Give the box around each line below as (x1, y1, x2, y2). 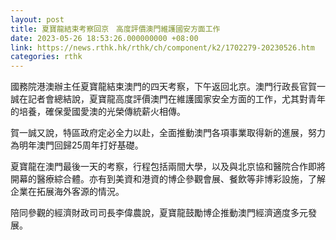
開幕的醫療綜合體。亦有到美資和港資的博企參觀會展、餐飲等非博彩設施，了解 (10, 173, 326, 185)
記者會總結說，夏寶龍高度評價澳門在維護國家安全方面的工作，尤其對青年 (27, 93, 326, 105)
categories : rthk (10, 52, 83, 62)
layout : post (10, 14, 65, 25)
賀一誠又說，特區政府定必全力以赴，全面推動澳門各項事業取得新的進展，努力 (10, 127, 326, 139)
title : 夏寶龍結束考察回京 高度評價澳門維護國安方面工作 (10, 24, 221, 34)
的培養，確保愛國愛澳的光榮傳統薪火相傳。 (10, 106, 186, 118)
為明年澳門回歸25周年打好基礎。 (10, 139, 144, 151)
